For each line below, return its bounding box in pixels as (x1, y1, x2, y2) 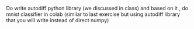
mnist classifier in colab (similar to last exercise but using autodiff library (6, 11, 180, 18)
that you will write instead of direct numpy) (6, 17, 109, 23)
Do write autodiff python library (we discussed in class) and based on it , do (6, 5, 189, 11)
